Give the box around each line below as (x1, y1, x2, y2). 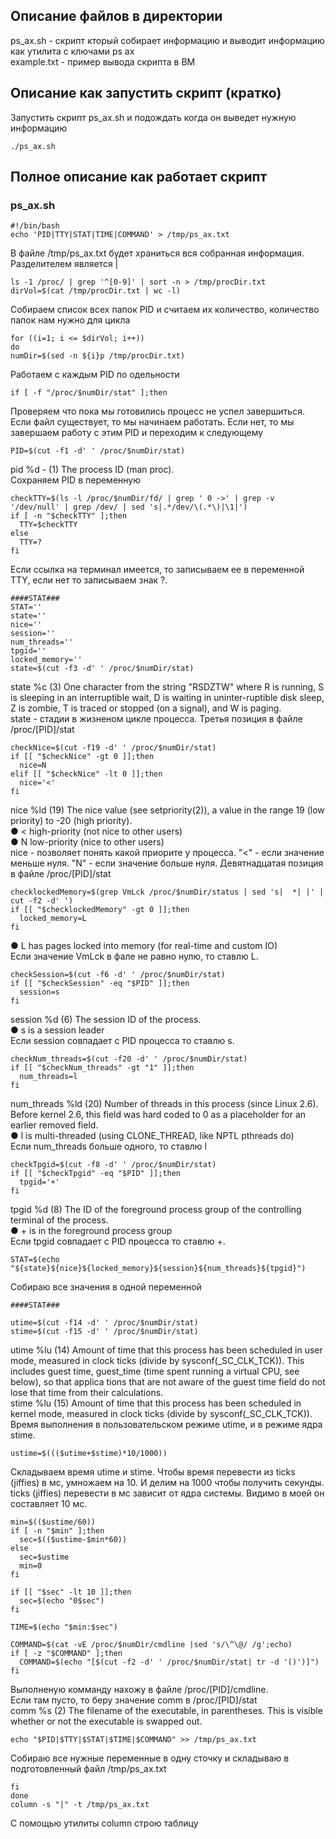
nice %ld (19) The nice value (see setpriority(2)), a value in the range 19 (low (10, 804, 325, 816)
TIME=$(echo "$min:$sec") (10, 1622, 118, 1633)
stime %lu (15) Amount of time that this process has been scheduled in (10, 1397, 302, 1409)
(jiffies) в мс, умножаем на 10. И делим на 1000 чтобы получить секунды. (10, 1477, 325, 1489)
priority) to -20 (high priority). (10, 815, 133, 827)
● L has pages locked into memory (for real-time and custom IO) (10, 940, 278, 952)
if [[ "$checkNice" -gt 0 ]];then (10, 752, 155, 762)
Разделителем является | (10, 258, 119, 270)
